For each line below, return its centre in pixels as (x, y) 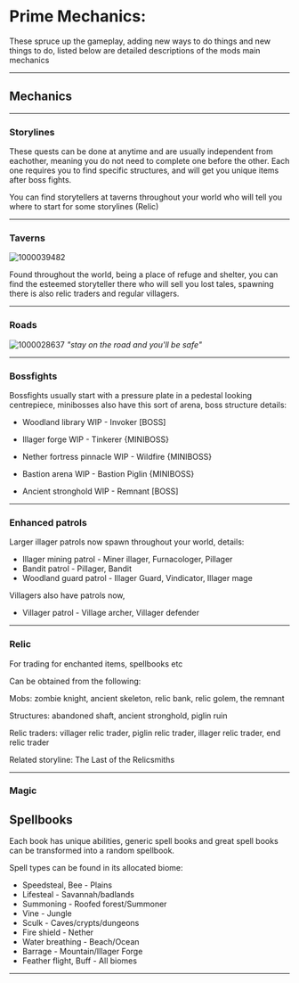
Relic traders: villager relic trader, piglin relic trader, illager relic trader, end (145, 733)
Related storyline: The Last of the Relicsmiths (92, 759)
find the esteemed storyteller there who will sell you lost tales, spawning (141, 284)
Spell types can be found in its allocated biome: (97, 868)
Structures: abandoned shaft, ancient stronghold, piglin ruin (119, 716)
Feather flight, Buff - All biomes (80, 961)
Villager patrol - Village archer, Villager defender (111, 613)
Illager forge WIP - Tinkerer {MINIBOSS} (95, 439)
